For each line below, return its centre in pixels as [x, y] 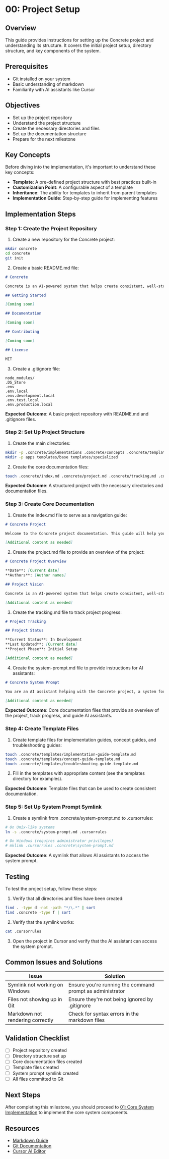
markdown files [86, 1020]
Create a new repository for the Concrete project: [64, 240]
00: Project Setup [43, 9]
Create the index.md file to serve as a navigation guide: [70, 515]
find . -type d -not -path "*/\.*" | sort [50, 908]
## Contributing [22, 332]
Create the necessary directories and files [56, 128]
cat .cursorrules [23, 931]
